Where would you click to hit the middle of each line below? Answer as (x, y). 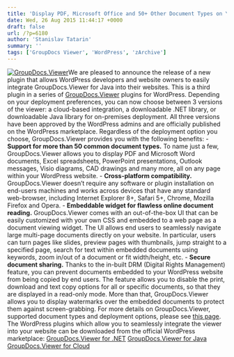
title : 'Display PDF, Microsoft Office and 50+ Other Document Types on (115, 14)
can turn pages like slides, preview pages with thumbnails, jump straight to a (117, 242)
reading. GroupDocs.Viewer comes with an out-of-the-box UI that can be (112, 212)
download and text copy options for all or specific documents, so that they (114, 287)
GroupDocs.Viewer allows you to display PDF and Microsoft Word (101, 153)
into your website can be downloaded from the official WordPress (101, 331)
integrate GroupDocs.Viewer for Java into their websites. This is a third (109, 87)
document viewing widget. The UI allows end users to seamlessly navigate (114, 228)
